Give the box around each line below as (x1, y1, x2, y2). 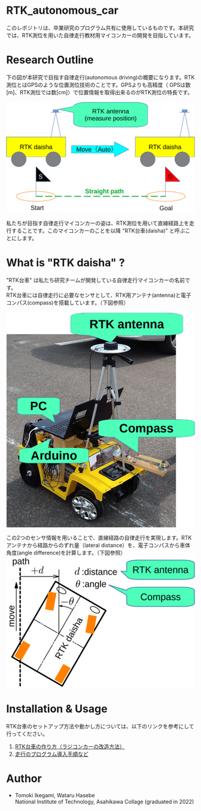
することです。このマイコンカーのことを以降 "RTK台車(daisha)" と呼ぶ (11, 227, 185, 234)
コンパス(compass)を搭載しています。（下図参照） (6, 299, 129, 306)
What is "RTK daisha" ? (6, 256, 125, 269)
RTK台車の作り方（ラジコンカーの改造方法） (14, 743, 125, 750)
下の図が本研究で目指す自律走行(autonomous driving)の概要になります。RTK (6, 73, 195, 81)
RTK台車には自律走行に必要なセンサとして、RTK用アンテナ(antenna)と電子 (6, 292, 191, 299)
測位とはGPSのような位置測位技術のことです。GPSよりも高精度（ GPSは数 (6, 81, 191, 88)
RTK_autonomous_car (6, 4, 118, 17)
